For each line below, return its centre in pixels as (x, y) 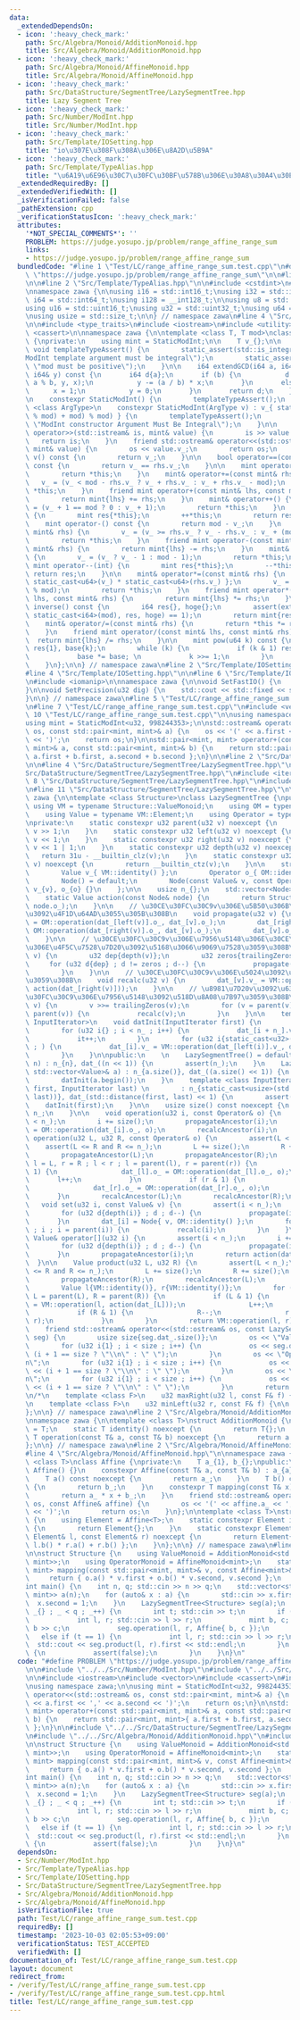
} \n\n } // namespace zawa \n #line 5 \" (97, 698)
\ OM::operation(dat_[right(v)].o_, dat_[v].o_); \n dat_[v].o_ (159, 931)
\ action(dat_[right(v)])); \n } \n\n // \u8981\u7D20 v (139, 989)
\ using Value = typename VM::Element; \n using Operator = (150, 814)
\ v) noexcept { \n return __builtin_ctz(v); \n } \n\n (146, 864)
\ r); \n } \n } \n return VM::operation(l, (153, 1321)
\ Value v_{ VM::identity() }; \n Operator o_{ (141, 872)
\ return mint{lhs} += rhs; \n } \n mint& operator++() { (158, 499)
